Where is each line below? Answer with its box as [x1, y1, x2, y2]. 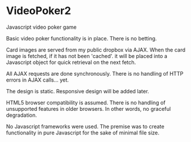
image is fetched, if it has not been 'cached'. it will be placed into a [6, 52, 167, 59]
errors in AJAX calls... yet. [6, 76, 69, 83]
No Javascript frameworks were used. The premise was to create [6, 123, 165, 130]
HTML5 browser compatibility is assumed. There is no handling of [6, 99, 166, 106]
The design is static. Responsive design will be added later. [6, 87, 149, 94]
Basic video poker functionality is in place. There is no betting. [6, 35, 157, 42]
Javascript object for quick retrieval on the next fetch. [6, 59, 136, 66]
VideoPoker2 [6, 4, 72, 18]
